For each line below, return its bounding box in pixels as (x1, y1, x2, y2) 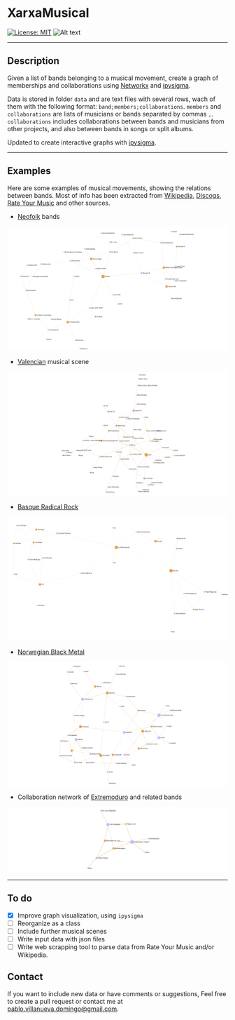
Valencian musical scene (17, 357, 90, 365)
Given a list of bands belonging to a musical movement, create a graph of (7, 74, 219, 82)
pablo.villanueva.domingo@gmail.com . (7, 1005, 119, 1013)
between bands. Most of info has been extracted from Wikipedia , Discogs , (7, 191, 222, 199)
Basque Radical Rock (17, 502, 79, 511)
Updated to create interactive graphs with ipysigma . (7, 138, 157, 147)
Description (7, 55, 59, 67)
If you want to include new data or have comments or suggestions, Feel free (7, 989, 227, 998)
